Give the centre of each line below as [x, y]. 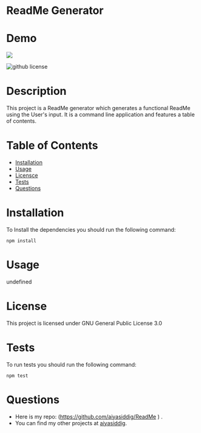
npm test [17, 376]
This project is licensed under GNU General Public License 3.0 [84, 323]
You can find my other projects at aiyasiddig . [71, 423]
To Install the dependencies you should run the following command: [91, 229]
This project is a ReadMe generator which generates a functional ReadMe [98, 108]
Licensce [26, 175]
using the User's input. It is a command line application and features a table [101, 115]
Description [36, 91]
